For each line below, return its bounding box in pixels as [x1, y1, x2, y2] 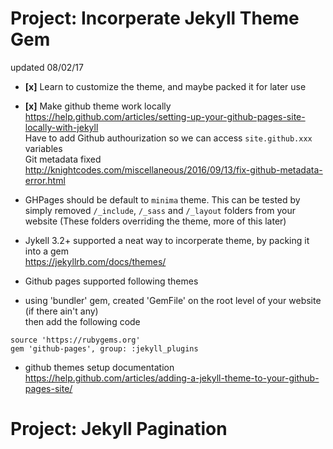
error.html [24, 174, 66, 186]
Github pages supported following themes [24, 275, 199, 287]
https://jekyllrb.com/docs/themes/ [24, 255, 167, 267]
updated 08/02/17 [10, 61, 84, 73]
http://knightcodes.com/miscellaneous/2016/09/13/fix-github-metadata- [24, 163, 323, 176]
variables [24, 142, 63, 154]
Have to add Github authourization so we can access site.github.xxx [24, 132, 313, 144]
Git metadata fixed [24, 153, 102, 165]
